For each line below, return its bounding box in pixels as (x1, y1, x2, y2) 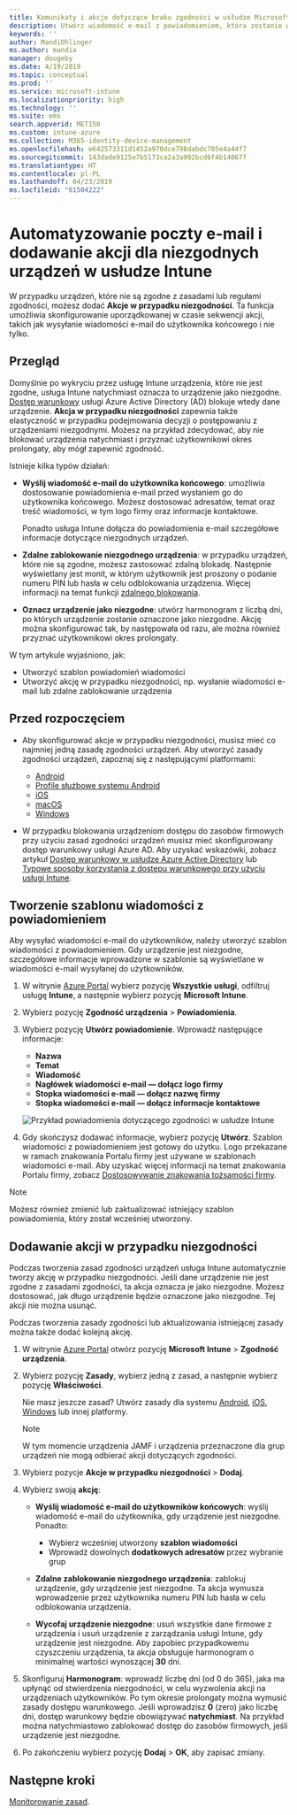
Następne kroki (9, 1773, 95, 1788)
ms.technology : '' (9, 104, 77, 112)
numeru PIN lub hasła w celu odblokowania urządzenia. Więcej (21, 577, 251, 588)
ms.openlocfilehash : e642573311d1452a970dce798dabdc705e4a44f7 (9, 144, 247, 153)
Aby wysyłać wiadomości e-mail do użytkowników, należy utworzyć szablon (9, 935, 287, 946)
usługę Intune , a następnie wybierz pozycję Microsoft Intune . (21, 990, 249, 1001)
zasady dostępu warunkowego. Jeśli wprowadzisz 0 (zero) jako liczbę (21, 1702, 278, 1712)
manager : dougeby (9, 54, 73, 63)
